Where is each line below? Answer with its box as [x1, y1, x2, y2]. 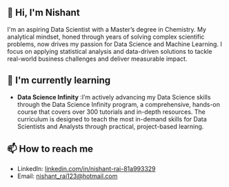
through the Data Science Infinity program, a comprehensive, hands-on [17, 100, 221, 108]
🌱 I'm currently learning [7, 75, 111, 86]
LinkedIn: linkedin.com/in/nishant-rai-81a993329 [17, 165, 157, 173]
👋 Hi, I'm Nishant [7, 7, 81, 19]
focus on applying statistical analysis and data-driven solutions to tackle [7, 47, 212, 55]
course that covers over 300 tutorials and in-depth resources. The [17, 108, 206, 116]
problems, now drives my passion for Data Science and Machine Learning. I [7, 39, 222, 48]
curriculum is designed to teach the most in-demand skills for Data [17, 115, 207, 123]
